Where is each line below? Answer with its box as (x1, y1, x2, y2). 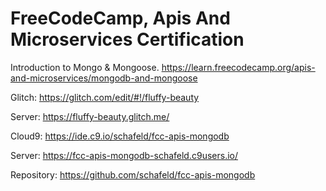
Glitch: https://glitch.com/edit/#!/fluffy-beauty (10, 91, 200, 103)
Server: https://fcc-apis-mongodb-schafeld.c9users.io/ (10, 149, 239, 161)
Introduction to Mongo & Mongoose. (10, 61, 160, 73)
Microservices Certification (10, 28, 245, 51)
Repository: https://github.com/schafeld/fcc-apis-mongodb (10, 168, 256, 181)
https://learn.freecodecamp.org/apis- (161, 61, 316, 73)
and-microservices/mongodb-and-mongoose (10, 72, 198, 84)
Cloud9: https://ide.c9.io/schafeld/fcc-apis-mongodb (10, 130, 230, 142)
